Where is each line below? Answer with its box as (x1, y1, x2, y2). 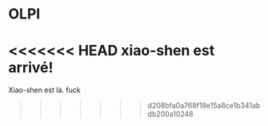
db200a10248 (147, 109, 194, 119)
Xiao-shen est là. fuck (8, 85, 82, 95)
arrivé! (8, 59, 54, 77)
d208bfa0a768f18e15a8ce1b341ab (147, 101, 261, 111)
